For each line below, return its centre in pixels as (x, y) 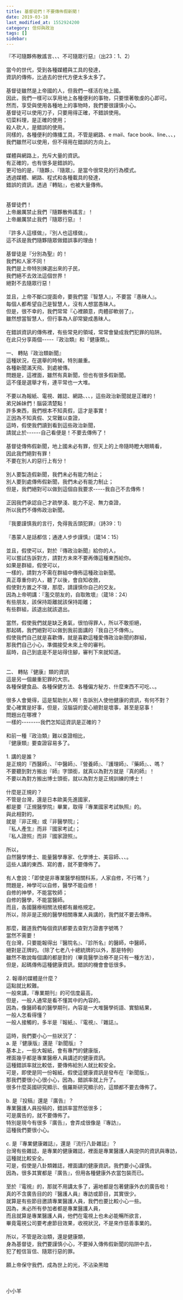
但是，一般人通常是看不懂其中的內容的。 (55, 1000)
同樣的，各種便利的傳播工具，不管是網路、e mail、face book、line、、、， (92, 135)
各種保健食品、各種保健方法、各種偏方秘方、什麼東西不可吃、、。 (83, 686)
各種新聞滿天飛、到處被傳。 (39, 368)
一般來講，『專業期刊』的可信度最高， (51, 993)
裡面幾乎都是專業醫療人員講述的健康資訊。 (57, 1058)
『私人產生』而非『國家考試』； (43, 829)
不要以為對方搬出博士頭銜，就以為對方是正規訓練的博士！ (75, 778)
